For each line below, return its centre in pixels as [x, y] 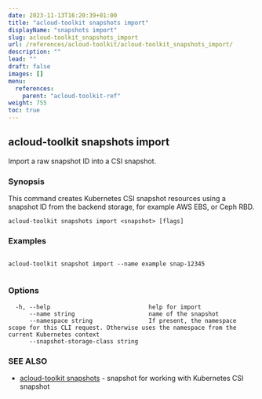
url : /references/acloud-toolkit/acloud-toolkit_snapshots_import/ [121, 45]
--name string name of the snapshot [124, 314]
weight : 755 [27, 103]
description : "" [35, 52]
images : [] [26, 74]
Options [24, 291]
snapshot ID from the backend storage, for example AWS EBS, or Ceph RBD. [131, 207]
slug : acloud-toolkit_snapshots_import [73, 37]
